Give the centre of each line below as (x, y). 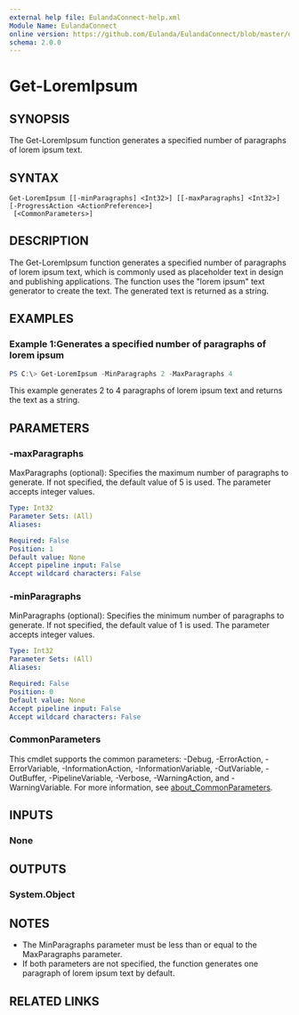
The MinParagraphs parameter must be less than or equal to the (140, 945)
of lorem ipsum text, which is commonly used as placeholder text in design (146, 271)
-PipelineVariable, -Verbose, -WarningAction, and (139, 777)
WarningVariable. (41, 787)
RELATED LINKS (54, 1001)
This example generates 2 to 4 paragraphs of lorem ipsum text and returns (146, 391)
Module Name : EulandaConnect (63, 26)
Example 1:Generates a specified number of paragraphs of (138, 344)
